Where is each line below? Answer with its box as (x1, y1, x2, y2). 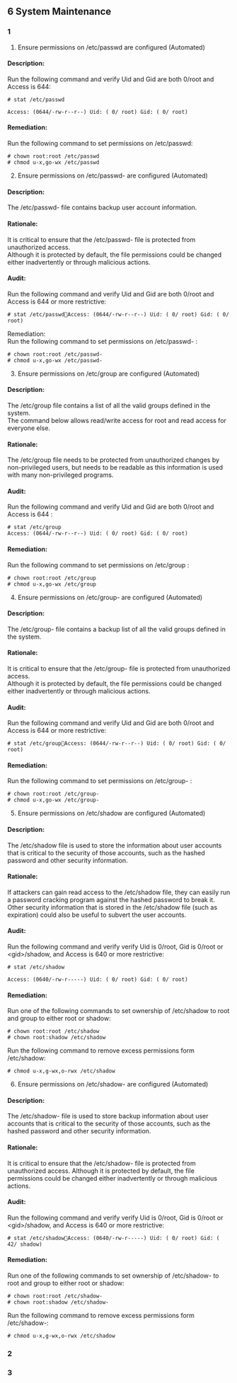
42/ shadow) (7, 1241, 42, 1248)
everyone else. (7, 424, 51, 432)
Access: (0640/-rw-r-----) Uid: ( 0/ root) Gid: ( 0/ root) (7, 976, 189, 983)
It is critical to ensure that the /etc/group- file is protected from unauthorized (7, 664, 231, 673)
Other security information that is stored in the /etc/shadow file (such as (7, 903, 218, 911)
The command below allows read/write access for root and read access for (7, 416, 226, 424)
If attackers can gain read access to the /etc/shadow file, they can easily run (7, 888, 231, 896)
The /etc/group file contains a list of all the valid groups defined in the (7, 401, 211, 410)
